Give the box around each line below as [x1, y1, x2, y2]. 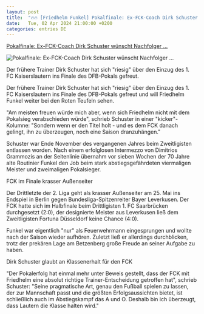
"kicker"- [155, 115, 178, 123]
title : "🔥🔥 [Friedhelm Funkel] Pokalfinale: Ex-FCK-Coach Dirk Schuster [6, 15, 199, 21]
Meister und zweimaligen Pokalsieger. [6, 166, 101, 173]
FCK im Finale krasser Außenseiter [6, 177, 93, 185]
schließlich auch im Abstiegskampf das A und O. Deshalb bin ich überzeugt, [6, 296, 196, 303]
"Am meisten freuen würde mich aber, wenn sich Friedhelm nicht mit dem [6, 109, 190, 116]
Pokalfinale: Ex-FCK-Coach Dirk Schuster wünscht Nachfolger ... [6, 43, 168, 50]
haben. [6, 247, 24, 254]
